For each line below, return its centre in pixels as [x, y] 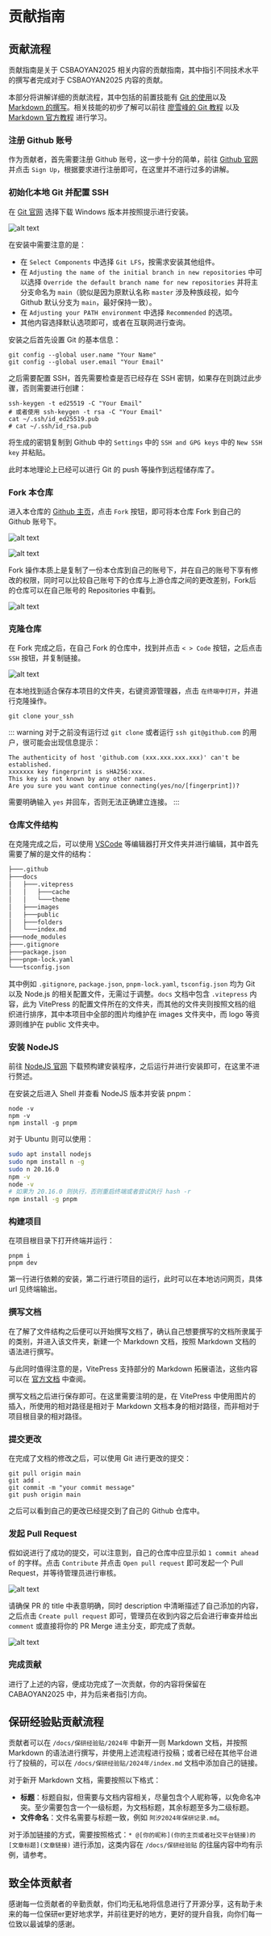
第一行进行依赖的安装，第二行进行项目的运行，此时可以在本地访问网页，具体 [135, 1279]
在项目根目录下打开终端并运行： [61, 1241]
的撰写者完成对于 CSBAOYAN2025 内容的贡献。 [88, 80]
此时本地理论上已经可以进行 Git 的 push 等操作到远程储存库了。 [114, 469]
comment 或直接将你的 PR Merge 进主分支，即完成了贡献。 [104, 1626]
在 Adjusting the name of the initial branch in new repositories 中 [138, 272]
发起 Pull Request [43, 1533]
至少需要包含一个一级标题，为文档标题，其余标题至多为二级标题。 [144, 1807]
